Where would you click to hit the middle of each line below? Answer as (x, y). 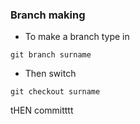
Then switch (50, 74)
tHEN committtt (42, 110)
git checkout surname (55, 92)
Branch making (48, 15)
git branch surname (51, 55)
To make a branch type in (77, 37)
